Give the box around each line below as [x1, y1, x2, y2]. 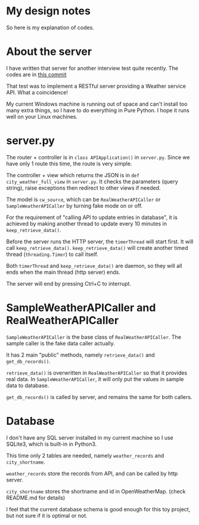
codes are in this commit [6, 70, 67, 78]
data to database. [6, 382, 49, 389]
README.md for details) [6, 494, 66, 501]
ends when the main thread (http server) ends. [6, 268, 121, 276]
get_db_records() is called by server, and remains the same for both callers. [6, 393, 192, 400]
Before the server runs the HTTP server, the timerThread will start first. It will [6, 237, 194, 245]
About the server [6, 45, 92, 58]
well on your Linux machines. [6, 113, 78, 120]
